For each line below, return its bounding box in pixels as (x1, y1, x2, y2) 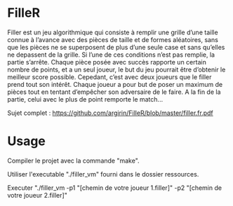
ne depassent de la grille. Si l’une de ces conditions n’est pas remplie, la (7, 50, 215, 59)
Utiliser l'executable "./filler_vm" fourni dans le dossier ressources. (7, 170, 199, 178)
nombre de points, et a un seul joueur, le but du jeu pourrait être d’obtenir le (7, 65, 226, 74)
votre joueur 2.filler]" (7, 191, 68, 199)
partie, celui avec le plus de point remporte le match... (7, 95, 164, 103)
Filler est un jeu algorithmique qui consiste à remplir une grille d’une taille (7, 28, 219, 36)
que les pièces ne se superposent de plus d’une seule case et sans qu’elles (7, 43, 225, 51)
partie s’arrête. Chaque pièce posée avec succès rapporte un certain (7, 57, 207, 66)
